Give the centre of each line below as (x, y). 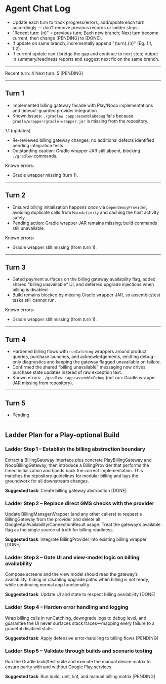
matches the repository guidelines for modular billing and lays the (72, 476)
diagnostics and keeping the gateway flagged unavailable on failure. (91, 362)
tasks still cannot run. (34, 300)
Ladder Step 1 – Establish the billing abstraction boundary (75, 449)
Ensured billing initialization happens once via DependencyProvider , (80, 207)
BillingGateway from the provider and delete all (53, 519)
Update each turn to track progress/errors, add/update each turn (78, 22)
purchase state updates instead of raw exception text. (67, 372)
